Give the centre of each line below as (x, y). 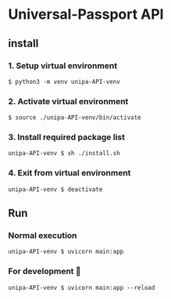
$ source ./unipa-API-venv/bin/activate (75, 118)
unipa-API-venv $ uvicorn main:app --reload (82, 287)
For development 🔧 (45, 272)
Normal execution (43, 236)
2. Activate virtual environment (68, 101)
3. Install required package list (66, 137)
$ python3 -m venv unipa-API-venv (64, 81)
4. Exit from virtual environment (69, 173)
